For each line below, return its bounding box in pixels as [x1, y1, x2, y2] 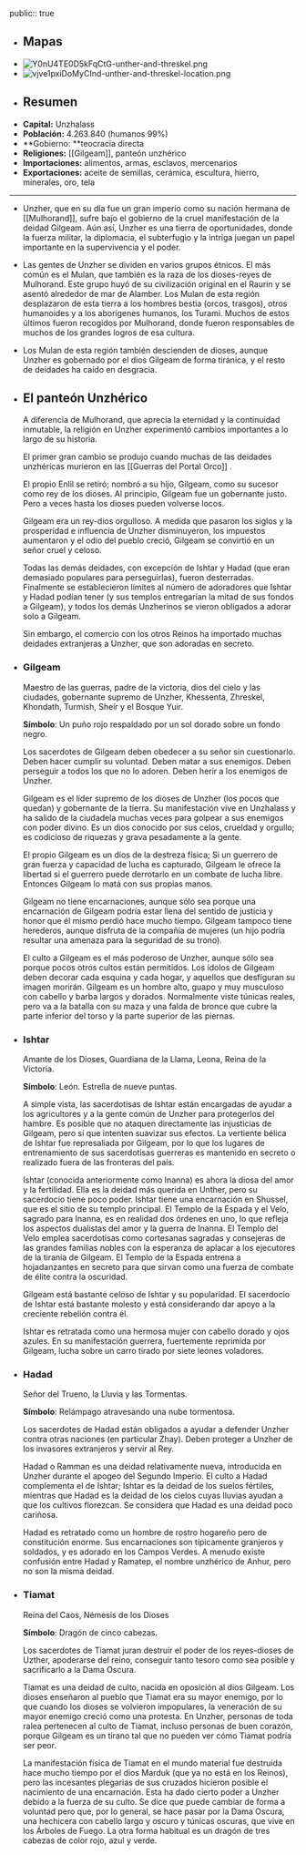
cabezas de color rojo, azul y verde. [22, 1835, 158, 1846]
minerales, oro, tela [22, 177, 96, 188]
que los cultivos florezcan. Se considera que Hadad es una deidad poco [22, 1500, 293, 1511]
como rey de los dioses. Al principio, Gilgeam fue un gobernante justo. [22, 488, 288, 499]
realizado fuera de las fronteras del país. [22, 1157, 175, 1168]
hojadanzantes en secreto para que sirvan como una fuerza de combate [22, 1262, 294, 1273]
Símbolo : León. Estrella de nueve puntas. [22, 1081, 178, 1092]
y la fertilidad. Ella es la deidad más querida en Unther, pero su [22, 1184, 258, 1195]
